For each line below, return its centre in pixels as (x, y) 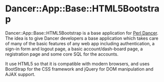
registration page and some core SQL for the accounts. (62, 54)
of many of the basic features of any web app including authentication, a (80, 43)
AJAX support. (20, 74)
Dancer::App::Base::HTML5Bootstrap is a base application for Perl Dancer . (82, 33)
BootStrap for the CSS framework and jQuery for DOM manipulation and (79, 69)
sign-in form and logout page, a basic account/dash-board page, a (74, 49)
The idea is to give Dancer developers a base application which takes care (82, 38)
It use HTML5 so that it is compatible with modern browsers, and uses (77, 64)
